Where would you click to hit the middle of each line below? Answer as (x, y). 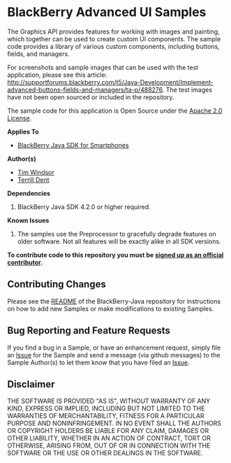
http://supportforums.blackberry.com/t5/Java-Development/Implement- (111, 82)
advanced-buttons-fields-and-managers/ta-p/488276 (85, 90)
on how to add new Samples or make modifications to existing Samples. (111, 308)
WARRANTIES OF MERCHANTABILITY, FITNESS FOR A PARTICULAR (106, 416)
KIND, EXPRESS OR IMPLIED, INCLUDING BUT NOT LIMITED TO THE (106, 408)
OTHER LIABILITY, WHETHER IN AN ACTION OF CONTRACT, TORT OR (109, 439)
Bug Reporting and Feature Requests (89, 330)
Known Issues (28, 220)
